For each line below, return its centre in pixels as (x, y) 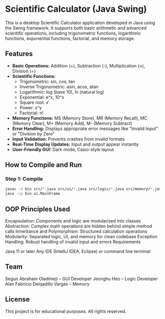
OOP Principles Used (38, 209)
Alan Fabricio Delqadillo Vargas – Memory (47, 284)
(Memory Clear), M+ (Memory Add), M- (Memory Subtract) (72, 123)
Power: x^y (31, 107)
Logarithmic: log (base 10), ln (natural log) (62, 92)
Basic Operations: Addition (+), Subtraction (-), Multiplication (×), (79, 65)
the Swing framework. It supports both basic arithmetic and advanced (76, 28)
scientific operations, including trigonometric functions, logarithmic (73, 33)
